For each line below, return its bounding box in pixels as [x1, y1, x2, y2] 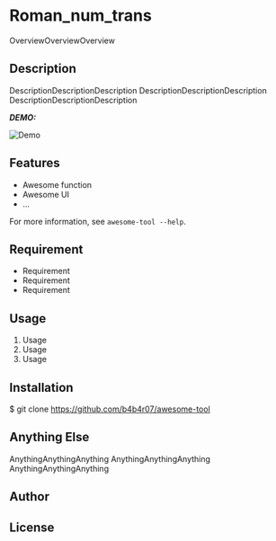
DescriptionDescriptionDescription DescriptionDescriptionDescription [9, 84, 267, 95]
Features [9, 155, 60, 171]
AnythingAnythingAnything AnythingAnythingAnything [9, 453, 211, 464]
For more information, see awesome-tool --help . [9, 216, 186, 226]
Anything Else [9, 430, 90, 445]
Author [9, 489, 49, 504]
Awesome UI [22, 189, 70, 200]
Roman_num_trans [9, 5, 153, 26]
